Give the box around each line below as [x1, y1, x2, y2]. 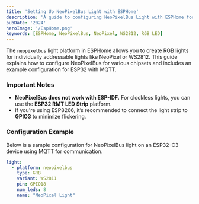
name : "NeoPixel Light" [17, 192, 76, 198]
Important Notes [6, 81, 54, 89]
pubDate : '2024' [6, 20, 46, 26]
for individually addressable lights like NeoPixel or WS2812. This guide [6, 53, 178, 60]
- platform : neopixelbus [11, 164, 73, 171]
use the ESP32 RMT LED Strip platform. [14, 100, 112, 107]
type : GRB [17, 170, 41, 176]
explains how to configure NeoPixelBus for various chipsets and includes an [6, 60, 191, 67]
